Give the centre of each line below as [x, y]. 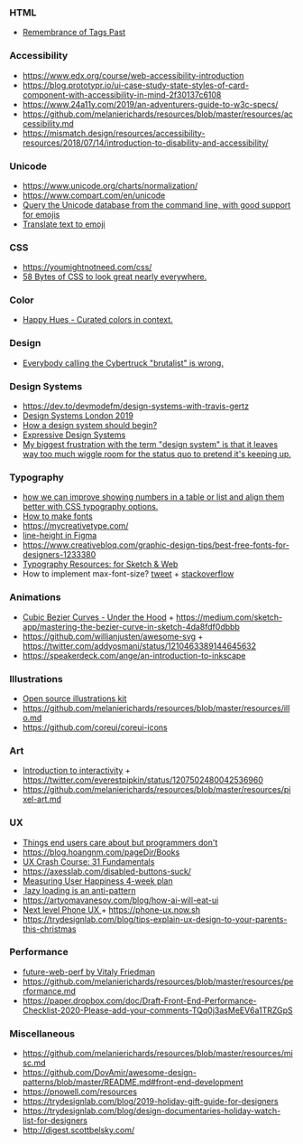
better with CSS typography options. [90, 507]
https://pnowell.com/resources [80, 1092]
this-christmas [49, 929]
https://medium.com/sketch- [229, 617]
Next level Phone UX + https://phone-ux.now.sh [111, 909]
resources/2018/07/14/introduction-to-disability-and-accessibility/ [145, 143]
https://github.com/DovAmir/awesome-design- [109, 1073]
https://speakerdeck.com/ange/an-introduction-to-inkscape [134, 655]
